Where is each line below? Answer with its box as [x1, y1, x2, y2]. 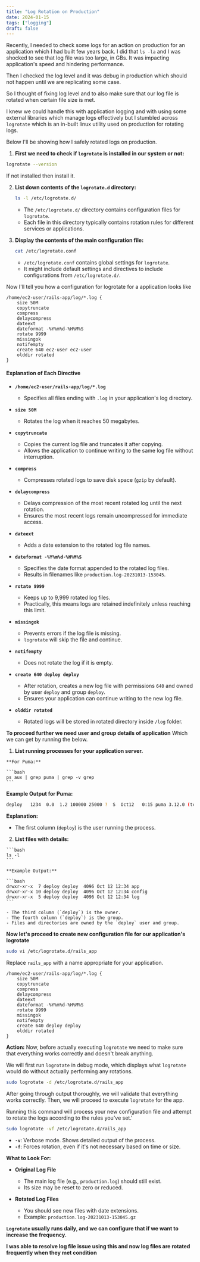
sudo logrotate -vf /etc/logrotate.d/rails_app [6, 1126, 127, 1132]
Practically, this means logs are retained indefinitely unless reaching [23, 600, 191, 607]
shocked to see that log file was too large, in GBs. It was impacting [6, 54, 170, 61]
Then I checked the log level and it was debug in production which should [6, 72, 187, 79]
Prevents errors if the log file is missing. [23, 630, 121, 637]
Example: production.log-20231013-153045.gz [23, 1213, 136, 1220]
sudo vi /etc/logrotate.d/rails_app [6, 948, 97, 954]
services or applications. [23, 225, 85, 232]
